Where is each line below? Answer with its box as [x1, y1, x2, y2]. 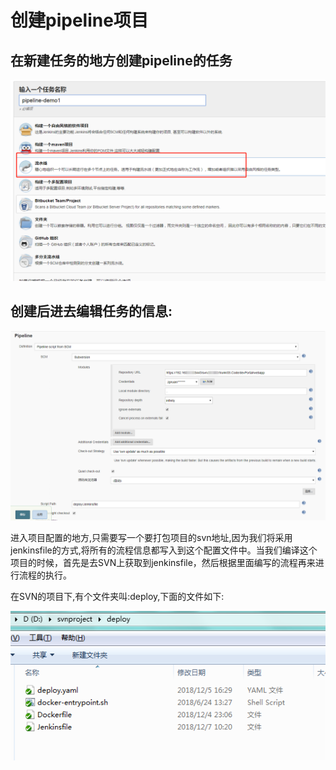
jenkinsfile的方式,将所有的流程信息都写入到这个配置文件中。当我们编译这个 [10, 544, 318, 556]
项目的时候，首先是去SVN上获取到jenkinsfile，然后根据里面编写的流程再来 [10, 556, 316, 568]
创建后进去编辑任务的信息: [10, 303, 173, 320]
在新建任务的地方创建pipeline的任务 [10, 52, 233, 69]
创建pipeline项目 [10, 9, 149, 32]
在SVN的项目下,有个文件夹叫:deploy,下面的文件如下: [10, 590, 225, 602]
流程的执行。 [18, 569, 72, 581]
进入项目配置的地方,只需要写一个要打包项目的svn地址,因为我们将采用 [10, 531, 293, 543]
